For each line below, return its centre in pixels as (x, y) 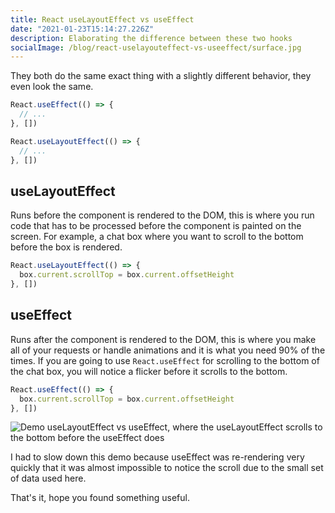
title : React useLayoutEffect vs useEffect (102, 19)
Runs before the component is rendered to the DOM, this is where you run (162, 215)
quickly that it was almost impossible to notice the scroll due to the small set (167, 468)
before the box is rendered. (66, 247)
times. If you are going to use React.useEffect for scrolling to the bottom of (165, 360)
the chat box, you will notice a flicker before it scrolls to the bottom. (149, 371)
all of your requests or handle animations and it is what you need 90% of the (168, 350)
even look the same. (52, 87)
